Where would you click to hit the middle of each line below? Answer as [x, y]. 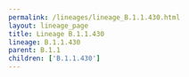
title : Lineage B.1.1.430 [56, 34]
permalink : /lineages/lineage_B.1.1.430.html [94, 17]
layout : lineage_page [49, 26]
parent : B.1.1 [35, 50]
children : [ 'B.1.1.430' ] [54, 58]
